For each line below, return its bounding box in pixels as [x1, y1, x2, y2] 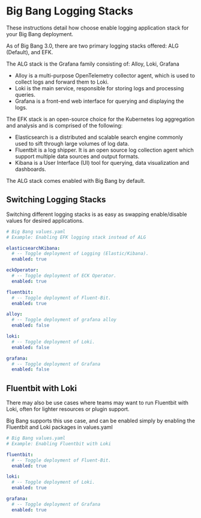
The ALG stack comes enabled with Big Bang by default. [6, 177, 146, 184]
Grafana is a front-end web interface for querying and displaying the [14, 97, 184, 105]
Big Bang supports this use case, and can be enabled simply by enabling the [6, 417, 196, 425]
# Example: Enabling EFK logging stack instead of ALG [6, 234, 146, 240]
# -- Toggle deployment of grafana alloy [11, 317, 117, 323]
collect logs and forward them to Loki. [14, 78, 109, 85]
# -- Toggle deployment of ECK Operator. [11, 273, 117, 279]
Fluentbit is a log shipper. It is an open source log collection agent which [14, 146, 194, 153]
